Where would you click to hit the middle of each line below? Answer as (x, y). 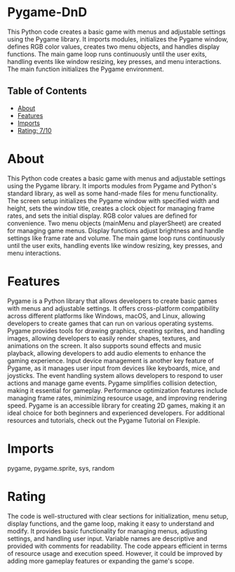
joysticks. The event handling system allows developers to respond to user (115, 375)
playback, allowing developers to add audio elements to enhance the (107, 353)
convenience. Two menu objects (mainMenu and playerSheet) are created (114, 223)
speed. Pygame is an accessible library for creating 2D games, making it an (116, 405)
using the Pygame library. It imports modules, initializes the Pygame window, (118, 39)
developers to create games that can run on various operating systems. (110, 323)
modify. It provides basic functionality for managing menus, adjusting (107, 531)
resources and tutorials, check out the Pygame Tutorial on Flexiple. (104, 420)
